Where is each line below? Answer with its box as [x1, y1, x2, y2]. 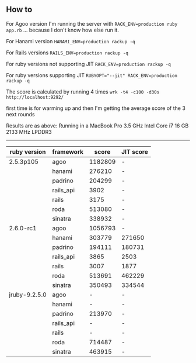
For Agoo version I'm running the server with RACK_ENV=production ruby [6, 20, 178, 27]
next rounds [6, 110, 35, 117]
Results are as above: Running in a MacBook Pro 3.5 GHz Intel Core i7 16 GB [6, 122, 189, 129]
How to [6, 5, 33, 15]
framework [52, 147, 83, 155]
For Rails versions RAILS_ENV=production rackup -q [6, 49, 128, 56]
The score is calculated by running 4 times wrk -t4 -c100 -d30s [6, 88, 160, 95]
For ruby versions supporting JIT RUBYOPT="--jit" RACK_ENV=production [6, 71, 178, 78]
